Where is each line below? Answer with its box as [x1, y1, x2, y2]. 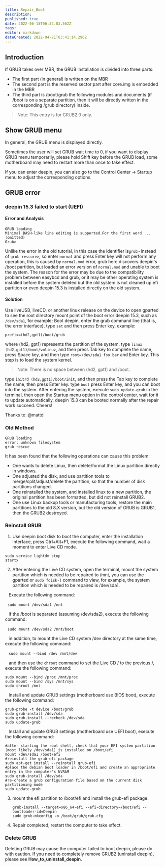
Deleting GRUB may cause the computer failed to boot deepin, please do [5, 846, 153, 852]
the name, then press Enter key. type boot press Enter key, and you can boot [5, 381, 160, 387]
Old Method [5, 424, 34, 431]
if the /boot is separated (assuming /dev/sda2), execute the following [8, 611, 149, 617]
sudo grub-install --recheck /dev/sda [5, 715, 85, 720]
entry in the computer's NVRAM [5, 769, 69, 774]
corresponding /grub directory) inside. [12, 102, 90, 108]
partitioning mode [5, 782, 43, 787]
